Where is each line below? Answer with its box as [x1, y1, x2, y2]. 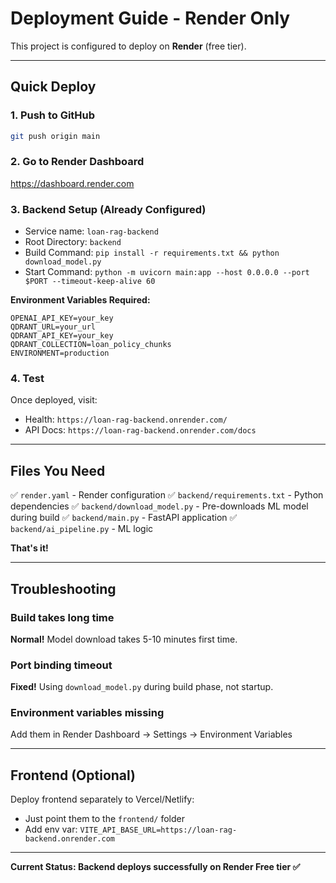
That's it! [10, 542, 49, 554]
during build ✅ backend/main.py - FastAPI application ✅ [10, 512, 238, 524]
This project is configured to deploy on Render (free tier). [10, 40, 247, 52]
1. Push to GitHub [10, 108, 96, 122]
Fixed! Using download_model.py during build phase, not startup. [10, 681, 274, 693]
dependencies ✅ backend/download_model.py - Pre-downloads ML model [10, 500, 309, 512]
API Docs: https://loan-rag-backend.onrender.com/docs [24, 424, 257, 436]
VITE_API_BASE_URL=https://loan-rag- [79, 825, 238, 836]
